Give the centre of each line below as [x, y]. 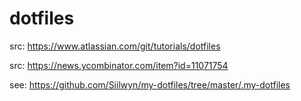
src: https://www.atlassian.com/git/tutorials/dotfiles [115, 46]
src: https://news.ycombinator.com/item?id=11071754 [119, 65]
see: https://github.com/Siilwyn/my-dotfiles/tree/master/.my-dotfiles [150, 84]
